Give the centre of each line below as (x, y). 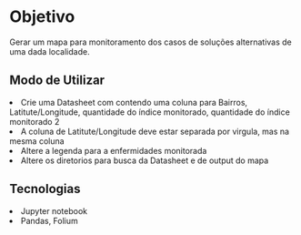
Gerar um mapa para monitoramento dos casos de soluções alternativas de (151, 42)
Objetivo (42, 17)
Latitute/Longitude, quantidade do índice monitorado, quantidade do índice (150, 112)
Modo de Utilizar (57, 81)
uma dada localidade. (50, 51)
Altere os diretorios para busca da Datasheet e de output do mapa (145, 160)
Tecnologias (45, 189)
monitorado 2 (35, 121)
